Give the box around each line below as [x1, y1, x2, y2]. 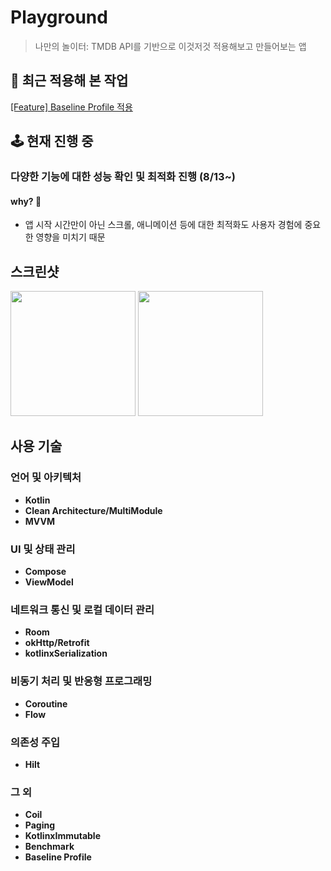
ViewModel [24, 576, 74, 588]
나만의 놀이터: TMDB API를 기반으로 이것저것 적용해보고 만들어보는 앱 [34, 40, 307, 52]
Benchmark [24, 841, 75, 853]
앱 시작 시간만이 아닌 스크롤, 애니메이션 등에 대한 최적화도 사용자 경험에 [24, 219, 303, 231]
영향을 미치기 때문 [35, 231, 106, 243]
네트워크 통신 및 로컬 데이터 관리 [10, 602, 155, 616]
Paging [24, 819, 56, 831]
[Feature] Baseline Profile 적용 [10, 101, 133, 113]
